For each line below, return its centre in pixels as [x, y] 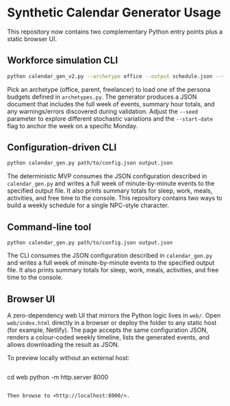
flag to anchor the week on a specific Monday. [73, 126]
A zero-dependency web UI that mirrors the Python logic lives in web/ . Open [114, 315]
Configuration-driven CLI [62, 148]
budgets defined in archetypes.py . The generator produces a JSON [102, 97]
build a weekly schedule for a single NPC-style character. [88, 205]
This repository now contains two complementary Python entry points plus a [115, 32]
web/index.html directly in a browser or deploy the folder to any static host [112, 322]
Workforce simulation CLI [63, 61]
